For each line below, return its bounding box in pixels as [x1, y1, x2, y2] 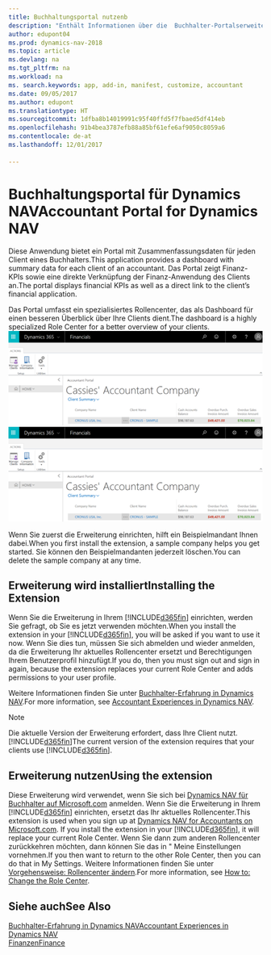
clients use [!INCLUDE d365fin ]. [8, 745, 113, 755]
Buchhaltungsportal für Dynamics [8, 185, 241, 203]
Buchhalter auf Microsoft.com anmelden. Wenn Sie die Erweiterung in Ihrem [8, 799, 261, 809]
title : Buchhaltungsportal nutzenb [8, 13, 128, 21]
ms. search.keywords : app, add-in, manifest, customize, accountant [8, 81, 244, 89]
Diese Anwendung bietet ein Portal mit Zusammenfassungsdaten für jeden [8, 246, 256, 256]
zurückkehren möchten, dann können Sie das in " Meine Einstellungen [8, 842, 242, 852]
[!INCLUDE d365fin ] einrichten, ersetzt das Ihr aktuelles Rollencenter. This [8, 807, 251, 817]
